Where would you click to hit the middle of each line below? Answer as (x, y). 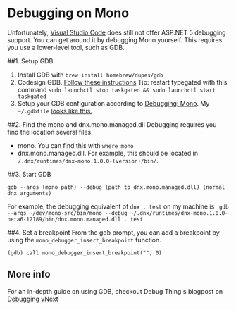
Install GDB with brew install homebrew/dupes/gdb (90, 75)
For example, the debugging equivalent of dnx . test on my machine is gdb (118, 206)
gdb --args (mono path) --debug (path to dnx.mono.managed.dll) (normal (116, 187)
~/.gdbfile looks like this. (55, 111)
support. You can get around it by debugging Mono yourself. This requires (115, 39)
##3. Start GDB (29, 174)
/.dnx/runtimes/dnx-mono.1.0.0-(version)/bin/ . (88, 161)
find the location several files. (50, 132)
